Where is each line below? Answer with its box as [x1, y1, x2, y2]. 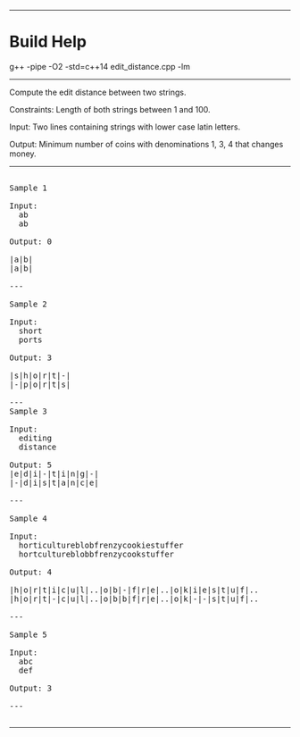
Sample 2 [9, 298, 47, 309]
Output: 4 [9, 566, 52, 577]
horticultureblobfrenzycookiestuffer [18, 540, 184, 550]
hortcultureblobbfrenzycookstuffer [18, 549, 175, 559]
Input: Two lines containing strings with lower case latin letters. [9, 121, 241, 132]
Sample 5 [9, 629, 47, 640]
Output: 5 [9, 459, 52, 470]
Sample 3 [9, 406, 47, 416]
